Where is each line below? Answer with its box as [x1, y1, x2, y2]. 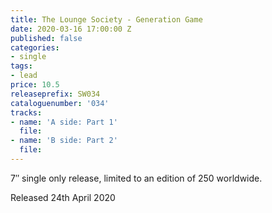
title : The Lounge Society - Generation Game [10, 14, 203, 25]
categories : [10, 42, 60, 53]
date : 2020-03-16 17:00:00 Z [10, 24, 132, 34]
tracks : [10, 107, 43, 118]
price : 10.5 [10, 80, 60, 90]
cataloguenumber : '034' [10, 98, 110, 108]
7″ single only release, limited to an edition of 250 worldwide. [10, 172, 263, 184]
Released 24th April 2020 [10, 191, 116, 203]
